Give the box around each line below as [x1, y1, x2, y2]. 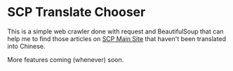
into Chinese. [7, 42, 46, 50]
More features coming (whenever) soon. [7, 55, 124, 63]
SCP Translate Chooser [7, 4, 146, 20]
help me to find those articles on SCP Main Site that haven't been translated [7, 34, 227, 42]
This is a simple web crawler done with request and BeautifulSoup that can [7, 27, 224, 35]
